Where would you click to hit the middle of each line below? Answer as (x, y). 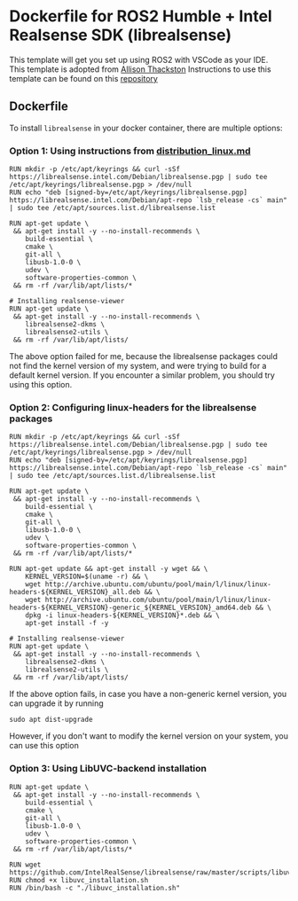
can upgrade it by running (56, 703)
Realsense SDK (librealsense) (121, 35)
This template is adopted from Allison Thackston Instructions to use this (141, 69)
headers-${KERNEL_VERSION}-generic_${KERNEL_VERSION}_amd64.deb (130, 608)
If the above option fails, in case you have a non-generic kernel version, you (148, 694)
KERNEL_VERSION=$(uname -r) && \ (87, 577)
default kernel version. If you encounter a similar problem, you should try (142, 375)
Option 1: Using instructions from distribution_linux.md (130, 151)
